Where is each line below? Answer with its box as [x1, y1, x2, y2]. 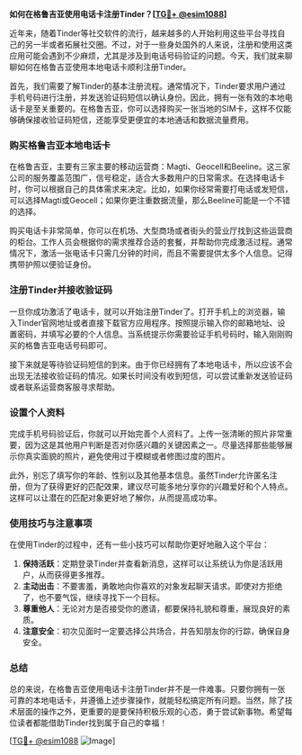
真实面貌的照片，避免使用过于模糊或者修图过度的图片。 [24, 450, 230, 462]
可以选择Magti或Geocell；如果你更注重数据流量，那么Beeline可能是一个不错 [9, 195, 290, 206]
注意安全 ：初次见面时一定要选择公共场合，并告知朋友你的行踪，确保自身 [22, 625, 290, 637]
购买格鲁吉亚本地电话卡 [9, 139, 111, 151]
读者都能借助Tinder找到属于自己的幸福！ [16, 717, 168, 728]
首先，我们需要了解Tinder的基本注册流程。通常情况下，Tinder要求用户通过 [9, 81, 286, 91]
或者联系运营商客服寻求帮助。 [9, 382, 120, 392]
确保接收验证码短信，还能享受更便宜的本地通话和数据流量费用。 [16, 114, 253, 125]
